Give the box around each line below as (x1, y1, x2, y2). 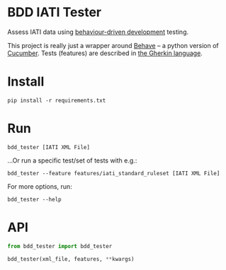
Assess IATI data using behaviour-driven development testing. (7, 28, 189, 36)
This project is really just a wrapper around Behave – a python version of (7, 41, 220, 49)
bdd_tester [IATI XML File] (7, 143, 91, 151)
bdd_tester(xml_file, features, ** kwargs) (7, 255, 135, 262)
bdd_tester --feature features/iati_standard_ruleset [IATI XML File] (7, 170, 220, 177)
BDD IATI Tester (7, 4, 101, 20)
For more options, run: (7, 182, 72, 191)
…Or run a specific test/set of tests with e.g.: (7, 156, 137, 165)
